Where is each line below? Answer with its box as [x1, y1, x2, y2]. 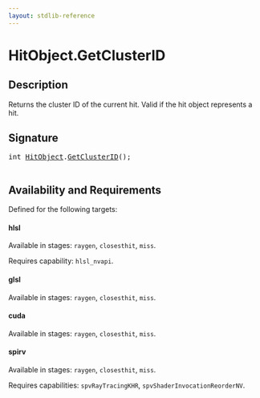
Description [8, 78, 68, 92]
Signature [8, 132, 59, 145]
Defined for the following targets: [8, 205, 118, 214]
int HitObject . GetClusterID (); [8, 152, 132, 161]
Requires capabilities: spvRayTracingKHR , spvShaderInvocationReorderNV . [8, 380, 246, 390]
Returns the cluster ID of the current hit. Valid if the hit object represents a [8, 99, 253, 109]
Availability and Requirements [8, 183, 162, 197]
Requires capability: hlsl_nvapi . [8, 256, 114, 266]
